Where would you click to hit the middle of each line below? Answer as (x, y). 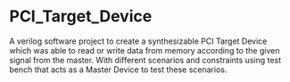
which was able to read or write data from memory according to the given (145, 50)
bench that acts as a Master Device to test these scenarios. (118, 70)
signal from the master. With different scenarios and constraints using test (145, 60)
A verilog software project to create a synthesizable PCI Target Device (138, 41)
